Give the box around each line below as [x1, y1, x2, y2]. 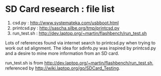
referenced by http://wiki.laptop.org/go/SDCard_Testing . [5, 65, 120, 71]
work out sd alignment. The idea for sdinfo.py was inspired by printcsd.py [5, 45, 157, 51]
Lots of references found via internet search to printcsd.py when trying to [5, 39, 156, 45]
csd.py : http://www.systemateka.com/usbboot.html [12, 20, 119, 26]
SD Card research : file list [5, 3, 115, 15]
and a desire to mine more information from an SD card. [5, 50, 119, 56]
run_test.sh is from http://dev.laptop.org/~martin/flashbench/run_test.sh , [5, 60, 154, 66]
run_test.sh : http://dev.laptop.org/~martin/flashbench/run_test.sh [12, 30, 147, 36]
